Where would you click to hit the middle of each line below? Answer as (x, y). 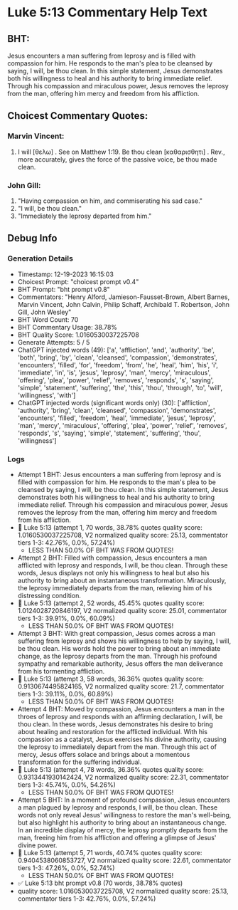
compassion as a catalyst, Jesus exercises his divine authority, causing (122, 739)
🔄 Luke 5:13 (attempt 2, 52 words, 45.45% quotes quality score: (111, 603)
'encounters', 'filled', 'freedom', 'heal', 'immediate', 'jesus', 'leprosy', (117, 418)
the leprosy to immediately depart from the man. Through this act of (117, 747)
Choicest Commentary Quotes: (78, 116)
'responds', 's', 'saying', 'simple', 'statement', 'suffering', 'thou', (109, 433)
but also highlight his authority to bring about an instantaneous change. (122, 822)
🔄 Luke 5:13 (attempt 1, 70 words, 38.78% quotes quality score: (110, 527)
